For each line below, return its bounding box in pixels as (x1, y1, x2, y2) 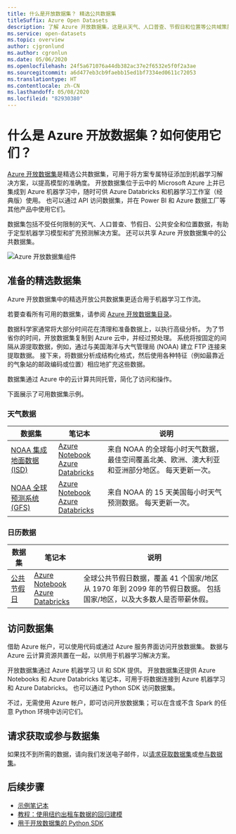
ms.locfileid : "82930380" (7, 96, 83, 103)
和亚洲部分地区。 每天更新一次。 (107, 465, 216, 475)
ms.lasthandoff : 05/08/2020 (7, 89, 90, 96)
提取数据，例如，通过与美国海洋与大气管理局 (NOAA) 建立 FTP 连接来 (25, 342, 227, 351)
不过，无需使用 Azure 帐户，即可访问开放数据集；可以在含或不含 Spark (7, 698, 213, 707)
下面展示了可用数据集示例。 (7, 389, 88, 398)
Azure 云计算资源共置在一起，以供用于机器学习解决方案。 (7, 651, 174, 660)
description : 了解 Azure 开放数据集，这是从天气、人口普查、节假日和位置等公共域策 (7, 23, 227, 30)
